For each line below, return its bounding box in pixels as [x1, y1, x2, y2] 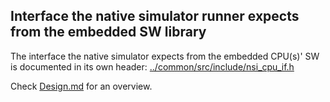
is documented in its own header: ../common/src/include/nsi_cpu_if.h [10, 60, 295, 73]
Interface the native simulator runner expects [10, 8, 300, 25]
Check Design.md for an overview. [10, 80, 153, 92]
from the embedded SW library [10, 24, 207, 41]
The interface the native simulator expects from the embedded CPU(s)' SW [10, 50, 320, 62]
